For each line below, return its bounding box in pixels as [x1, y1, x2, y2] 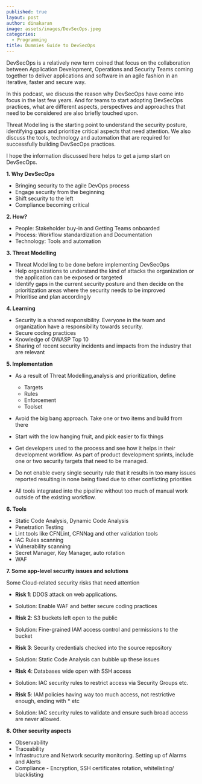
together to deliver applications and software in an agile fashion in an [6, 72, 178, 79]
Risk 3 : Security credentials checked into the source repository [14, 644, 172, 651]
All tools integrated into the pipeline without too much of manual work [14, 487, 188, 494]
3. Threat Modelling [6, 249, 57, 256]
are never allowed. [14, 715, 62, 722]
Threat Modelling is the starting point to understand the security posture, [6, 121, 188, 128]
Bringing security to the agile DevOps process [14, 182, 130, 189]
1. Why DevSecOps [6, 170, 55, 177]
